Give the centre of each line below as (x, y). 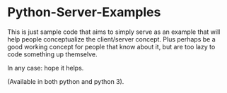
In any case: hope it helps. (46, 68)
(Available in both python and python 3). (66, 81)
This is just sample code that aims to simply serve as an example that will (114, 32)
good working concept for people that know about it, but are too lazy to (111, 46)
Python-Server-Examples (84, 12)
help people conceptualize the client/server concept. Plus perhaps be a (111, 39)
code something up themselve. (52, 54)
